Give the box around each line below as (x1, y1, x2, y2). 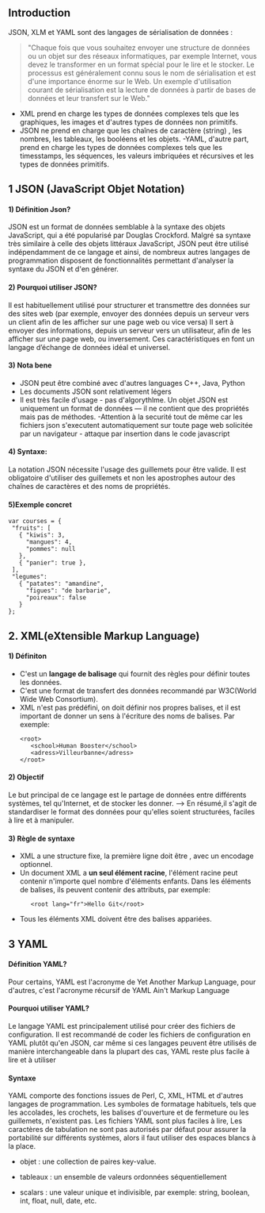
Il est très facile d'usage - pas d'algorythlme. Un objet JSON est (19, 395, 229, 404)
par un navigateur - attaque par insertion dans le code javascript (19, 429, 230, 438)
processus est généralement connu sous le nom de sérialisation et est (27, 67, 256, 78)
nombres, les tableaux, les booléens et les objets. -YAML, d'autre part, (19, 134, 249, 144)
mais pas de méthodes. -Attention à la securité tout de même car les (19, 412, 243, 422)
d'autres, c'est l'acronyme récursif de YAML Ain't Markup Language (8, 985, 230, 995)
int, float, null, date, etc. (19, 1196, 97, 1206)
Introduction (8, 6, 71, 20)
